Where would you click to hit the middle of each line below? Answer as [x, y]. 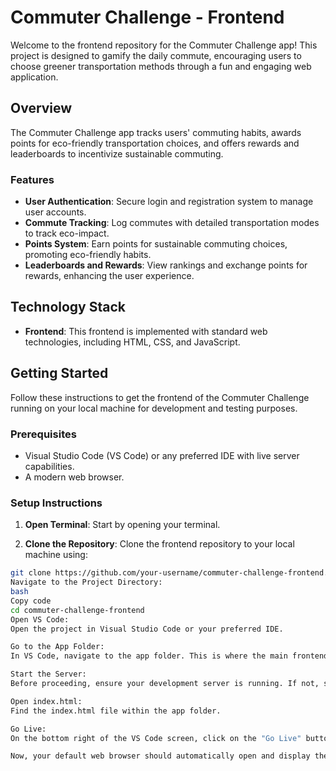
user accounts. [55, 212]
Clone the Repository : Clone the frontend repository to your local [159, 544]
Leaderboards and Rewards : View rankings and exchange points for [166, 265]
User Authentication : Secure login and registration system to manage [169, 202]
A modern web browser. [74, 477]
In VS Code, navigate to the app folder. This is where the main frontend [169, 656]
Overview [41, 108]
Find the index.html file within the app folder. [116, 711]
